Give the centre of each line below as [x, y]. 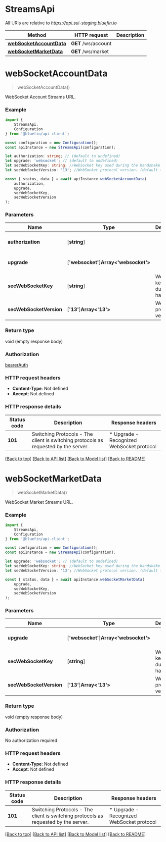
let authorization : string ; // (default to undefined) [63, 156]
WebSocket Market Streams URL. [39, 502]
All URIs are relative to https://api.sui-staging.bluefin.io [61, 23]
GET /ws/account [91, 43]
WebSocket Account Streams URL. [41, 97]
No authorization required [31, 740]
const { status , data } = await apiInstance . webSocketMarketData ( [75, 579]
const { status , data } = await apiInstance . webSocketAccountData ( [76, 179]
